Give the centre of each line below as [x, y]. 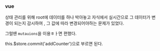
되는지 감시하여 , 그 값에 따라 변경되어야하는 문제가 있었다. [69, 23]
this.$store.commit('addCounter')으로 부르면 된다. [54, 44]
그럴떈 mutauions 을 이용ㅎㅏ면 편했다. [41, 34]
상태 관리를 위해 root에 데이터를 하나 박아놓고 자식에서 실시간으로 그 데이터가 [78, 17]
